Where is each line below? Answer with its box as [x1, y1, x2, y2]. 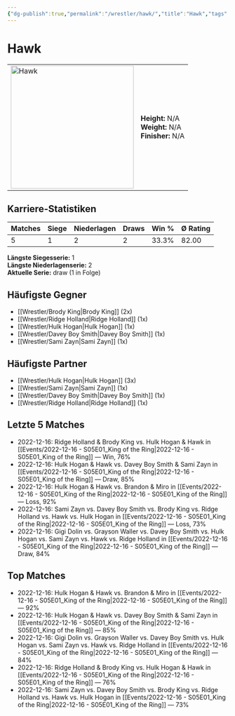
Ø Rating [181, 224, 211, 234]
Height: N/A [140, 113, 180, 123]
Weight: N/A [140, 122, 182, 132]
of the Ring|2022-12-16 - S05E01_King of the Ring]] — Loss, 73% [17, 519, 207, 528]
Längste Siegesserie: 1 [7, 253, 75, 262]
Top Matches [7, 570, 66, 582]
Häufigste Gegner [7, 289, 87, 300]
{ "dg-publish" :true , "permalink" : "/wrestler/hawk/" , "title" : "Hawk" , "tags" [7, 10, 228, 18]
